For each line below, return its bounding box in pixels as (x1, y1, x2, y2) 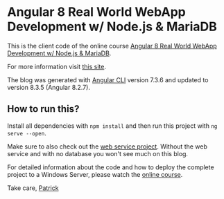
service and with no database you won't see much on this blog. (7, 149, 189, 158)
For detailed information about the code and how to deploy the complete (7, 163, 214, 171)
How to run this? (7, 103, 80, 115)
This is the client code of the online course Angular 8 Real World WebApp (7, 41, 217, 50)
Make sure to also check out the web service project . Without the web (7, 142, 208, 151)
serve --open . (7, 129, 46, 137)
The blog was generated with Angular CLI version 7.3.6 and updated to (7, 75, 209, 84)
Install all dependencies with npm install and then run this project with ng (7, 122, 218, 130)
